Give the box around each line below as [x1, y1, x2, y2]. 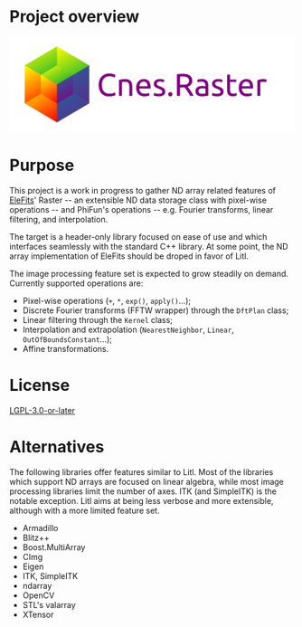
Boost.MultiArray [22, 541, 86, 553]
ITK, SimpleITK [22, 570, 79, 581]
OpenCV [22, 590, 55, 601]
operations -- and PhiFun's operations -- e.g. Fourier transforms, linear [9, 204, 274, 214]
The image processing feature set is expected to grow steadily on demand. [9, 268, 289, 279]
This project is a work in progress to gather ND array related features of [9, 185, 277, 195]
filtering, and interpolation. [9, 214, 109, 224]
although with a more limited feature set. [9, 505, 160, 516]
